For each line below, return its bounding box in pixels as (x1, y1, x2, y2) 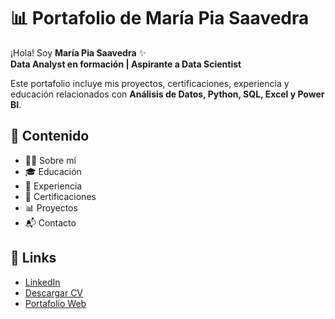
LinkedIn (24, 276, 61, 288)
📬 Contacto (24, 216, 77, 229)
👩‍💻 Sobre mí (24, 154, 77, 166)
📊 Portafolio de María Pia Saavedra (10, 7, 310, 30)
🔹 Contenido (10, 128, 90, 145)
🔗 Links (10, 250, 57, 267)
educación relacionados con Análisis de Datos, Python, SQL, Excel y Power (10, 88, 325, 100)
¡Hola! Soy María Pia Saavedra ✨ (10, 46, 147, 59)
